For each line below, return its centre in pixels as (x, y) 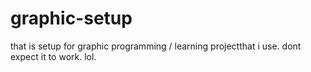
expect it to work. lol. (53, 56)
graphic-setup (71, 18)
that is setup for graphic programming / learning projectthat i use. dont (156, 46)
